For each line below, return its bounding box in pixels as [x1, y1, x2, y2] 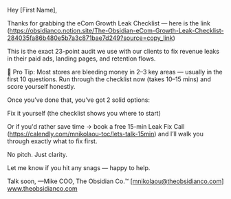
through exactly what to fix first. [7, 137, 98, 145]
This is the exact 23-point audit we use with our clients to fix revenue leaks [7, 48, 220, 55]
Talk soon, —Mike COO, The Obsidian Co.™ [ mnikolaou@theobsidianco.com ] [7, 177, 224, 185]
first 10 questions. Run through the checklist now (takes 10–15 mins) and [7, 75, 212, 83]
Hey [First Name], [7, 6, 57, 14]
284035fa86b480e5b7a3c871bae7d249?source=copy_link [7, 34, 173, 42]
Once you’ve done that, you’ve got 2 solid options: [7, 96, 150, 104]
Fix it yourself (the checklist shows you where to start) [7, 109, 162, 117]
